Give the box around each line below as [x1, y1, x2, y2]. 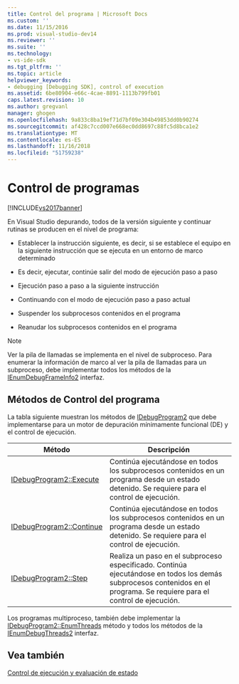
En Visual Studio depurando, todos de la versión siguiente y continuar [7, 217, 212, 226]
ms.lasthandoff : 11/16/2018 [7, 143, 91, 150]
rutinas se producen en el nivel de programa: [7, 225, 139, 233]
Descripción [147, 444, 190, 454]
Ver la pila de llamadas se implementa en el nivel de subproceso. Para [7, 350, 212, 359]
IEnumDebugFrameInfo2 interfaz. [7, 373, 105, 382]
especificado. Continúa [109, 559, 187, 569]
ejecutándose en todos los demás [109, 569, 223, 579]
